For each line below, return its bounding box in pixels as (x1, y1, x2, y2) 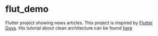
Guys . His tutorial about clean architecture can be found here (5, 25, 133, 31)
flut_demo (5, 3, 49, 15)
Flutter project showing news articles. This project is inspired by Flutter (5, 20, 153, 26)
